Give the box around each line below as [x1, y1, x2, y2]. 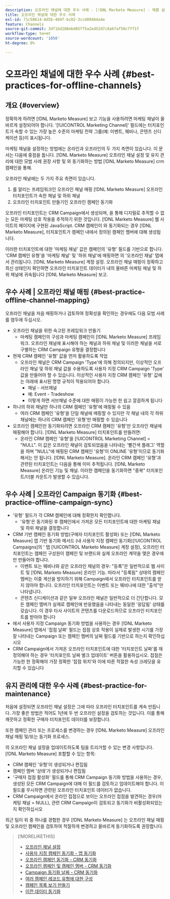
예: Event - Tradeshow [27, 391, 74, 397]
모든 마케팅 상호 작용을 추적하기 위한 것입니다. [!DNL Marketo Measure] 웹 [10, 216, 159, 222]
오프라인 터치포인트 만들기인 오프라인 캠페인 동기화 [12, 199, 113, 205]
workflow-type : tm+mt [5, 31, 51, 36]
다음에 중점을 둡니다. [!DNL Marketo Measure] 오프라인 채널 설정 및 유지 [14, 152, 159, 158]
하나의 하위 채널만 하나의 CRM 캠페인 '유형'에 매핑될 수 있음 [12, 403, 131, 410]
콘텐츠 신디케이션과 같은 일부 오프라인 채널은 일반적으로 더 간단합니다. [20, 595, 158, 601]
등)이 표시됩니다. [18, 134, 52, 140]
